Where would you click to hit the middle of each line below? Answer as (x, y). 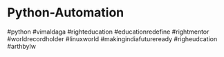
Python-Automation (66, 13)
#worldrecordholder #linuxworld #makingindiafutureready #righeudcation (112, 38)
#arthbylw (22, 46)
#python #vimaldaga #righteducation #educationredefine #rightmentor (108, 32)
